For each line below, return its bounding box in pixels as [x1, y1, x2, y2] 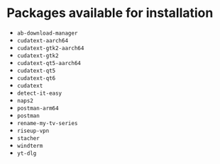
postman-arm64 [16, 105, 59, 112]
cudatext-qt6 [16, 74, 56, 82]
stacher [16, 134, 40, 142]
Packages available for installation [6, 5, 214, 21]
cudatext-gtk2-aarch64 [16, 45, 84, 52]
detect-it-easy [16, 90, 62, 97]
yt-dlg [16, 150, 37, 157]
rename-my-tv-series [16, 119, 78, 127]
